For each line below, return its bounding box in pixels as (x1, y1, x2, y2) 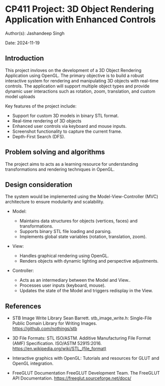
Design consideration (5, 180, 72, 189)
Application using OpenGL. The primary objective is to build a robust (5, 73, 144, 78)
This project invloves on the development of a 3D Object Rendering (5, 67, 142, 73)
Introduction (5, 54, 44, 63)
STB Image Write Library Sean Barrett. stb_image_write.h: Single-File (12, 315, 152, 321)
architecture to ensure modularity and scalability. (5, 199, 104, 205)
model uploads (5, 93, 35, 99)
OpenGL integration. (12, 360, 54, 366)
